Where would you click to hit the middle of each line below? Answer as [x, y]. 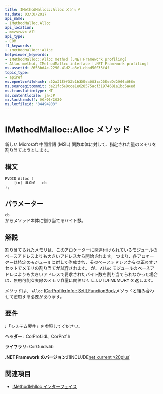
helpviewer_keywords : [27, 55]
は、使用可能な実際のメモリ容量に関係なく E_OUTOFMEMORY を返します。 [81, 280]
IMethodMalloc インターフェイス [44, 386]
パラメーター [24, 204]
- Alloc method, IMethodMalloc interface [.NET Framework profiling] [77, 64]
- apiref [14, 77]
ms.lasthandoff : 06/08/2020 [33, 100]
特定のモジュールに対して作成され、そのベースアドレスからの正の [83, 262]
